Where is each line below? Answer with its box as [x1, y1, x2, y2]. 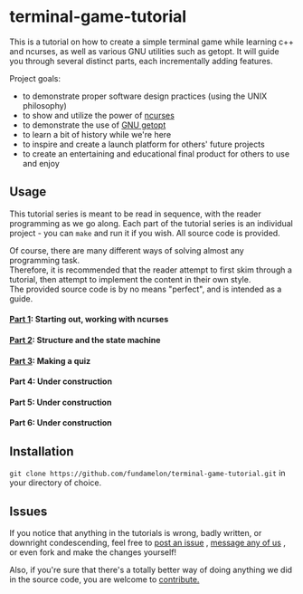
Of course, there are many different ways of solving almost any [9, 244, 244, 255]
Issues [9, 503, 48, 519]
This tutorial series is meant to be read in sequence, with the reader [9, 208, 262, 219]
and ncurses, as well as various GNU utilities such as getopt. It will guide [9, 45, 279, 56]
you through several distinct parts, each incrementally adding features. [9, 55, 273, 66]
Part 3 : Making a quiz [9, 355, 91, 366]
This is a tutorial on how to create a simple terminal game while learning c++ [9, 36, 294, 47]
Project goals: [9, 72, 62, 83]
